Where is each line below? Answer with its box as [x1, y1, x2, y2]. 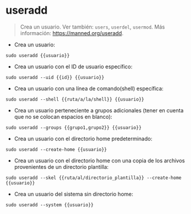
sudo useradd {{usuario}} [5, 52, 70, 58]
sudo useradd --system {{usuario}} [5, 202, 94, 208]
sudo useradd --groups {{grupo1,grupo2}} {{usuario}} [5, 124, 142, 131]
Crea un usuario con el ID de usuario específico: [14, 63, 133, 70]
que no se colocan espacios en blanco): [14, 113, 112, 120]
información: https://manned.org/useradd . [20, 29, 124, 36]
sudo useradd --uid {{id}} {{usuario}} [5, 74, 105, 80]
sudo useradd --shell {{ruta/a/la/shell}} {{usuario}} [5, 96, 145, 102]
